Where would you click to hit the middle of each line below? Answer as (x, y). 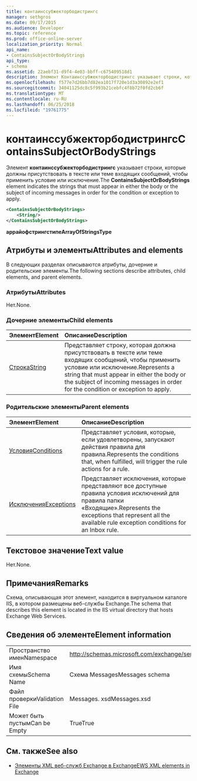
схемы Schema (30, 675)
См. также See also (42, 751)
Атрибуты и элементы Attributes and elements (95, 250)
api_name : (18, 50)
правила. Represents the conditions (130, 454)
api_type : (18, 61)
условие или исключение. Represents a (119, 367)
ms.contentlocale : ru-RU (36, 99)
